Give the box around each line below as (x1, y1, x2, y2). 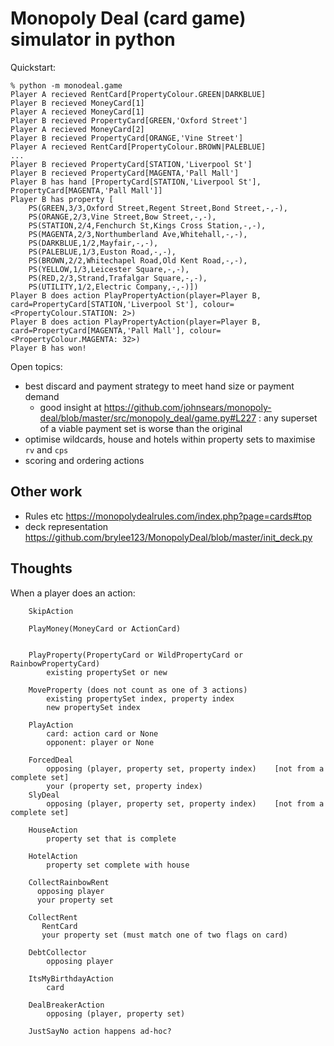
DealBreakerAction (28, 1000, 105, 1010)
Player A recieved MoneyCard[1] (10, 107, 145, 117)
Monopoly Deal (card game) (10, 7, 247, 30)
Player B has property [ (10, 194, 114, 204)
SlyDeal (28, 790, 60, 800)
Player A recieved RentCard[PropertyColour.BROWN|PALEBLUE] (10, 142, 267, 152)
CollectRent (28, 912, 78, 922)
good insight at (39, 401, 102, 413)
